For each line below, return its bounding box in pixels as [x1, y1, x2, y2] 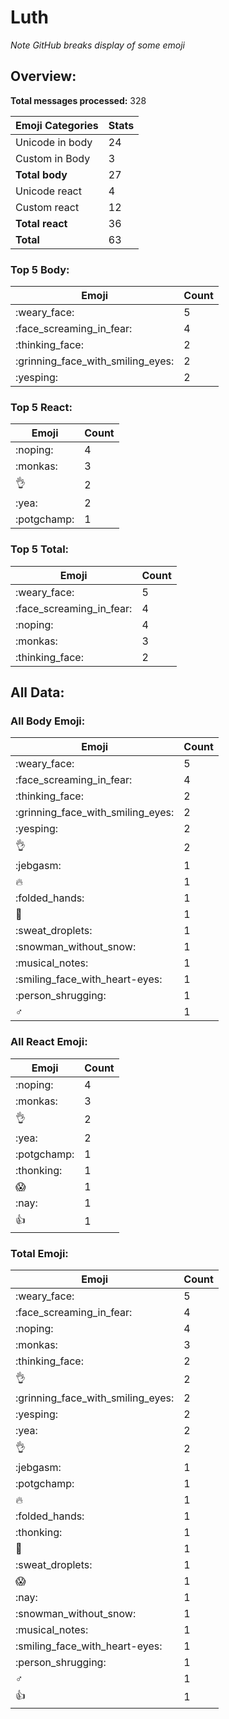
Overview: [10, 68, 77, 85]
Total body [15, 167, 68, 181]
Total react [15, 216, 68, 230]
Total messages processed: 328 [10, 94, 147, 106]
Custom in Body [15, 151, 91, 165]
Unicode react [15, 184, 82, 198]
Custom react [15, 200, 80, 214]
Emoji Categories [15, 118, 99, 132]
